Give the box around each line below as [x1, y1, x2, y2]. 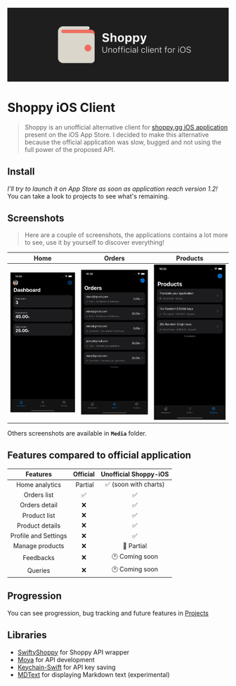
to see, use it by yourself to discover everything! [24, 239, 165, 247]
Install [7, 166, 35, 178]
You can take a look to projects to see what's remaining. [7, 191, 170, 201]
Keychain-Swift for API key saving [17, 663, 116, 671]
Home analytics [16, 480, 62, 489]
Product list [22, 511, 55, 519]
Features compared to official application [7, 450, 192, 462]
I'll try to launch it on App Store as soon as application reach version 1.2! [7, 184, 218, 193]
